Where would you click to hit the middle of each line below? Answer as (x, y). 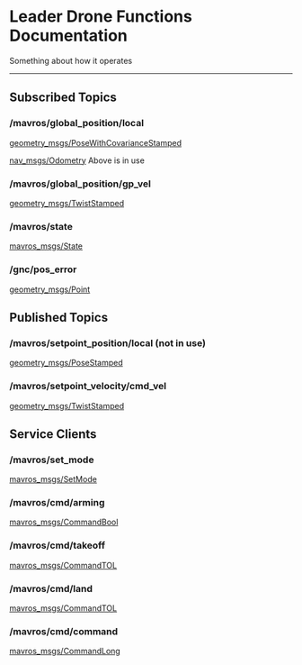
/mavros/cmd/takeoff (58, 545)
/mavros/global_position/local (77, 123)
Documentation (69, 36)
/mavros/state (41, 226)
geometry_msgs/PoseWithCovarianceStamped (96, 142)
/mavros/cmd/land (51, 588)
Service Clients (53, 434)
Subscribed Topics (63, 98)
